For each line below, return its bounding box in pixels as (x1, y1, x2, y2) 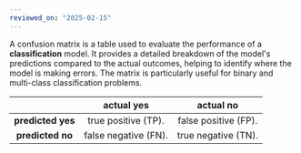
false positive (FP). (177, 114, 258, 127)
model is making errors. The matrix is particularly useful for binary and (9, 67, 274, 78)
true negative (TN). (176, 128, 259, 141)
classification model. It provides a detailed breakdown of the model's (9, 47, 271, 59)
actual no (196, 98, 239, 111)
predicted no (16, 128, 73, 141)
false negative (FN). (84, 128, 168, 141)
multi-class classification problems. (9, 76, 143, 87)
